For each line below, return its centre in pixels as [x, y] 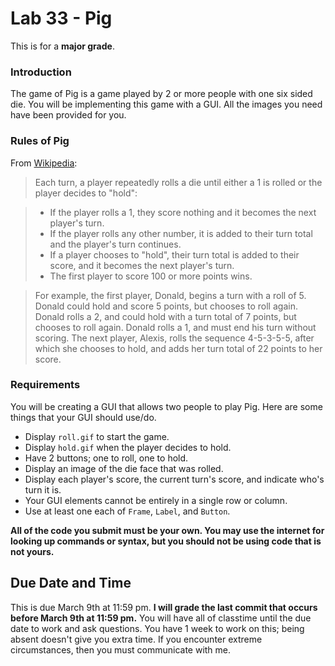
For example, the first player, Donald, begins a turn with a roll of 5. [170, 295]
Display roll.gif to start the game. [97, 436]
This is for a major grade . [62, 46]
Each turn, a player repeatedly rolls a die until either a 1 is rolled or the [178, 182]
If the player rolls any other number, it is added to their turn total [181, 233]
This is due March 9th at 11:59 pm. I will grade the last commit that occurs [164, 607]
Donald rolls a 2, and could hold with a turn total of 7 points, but [165, 316]
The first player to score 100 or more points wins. [151, 276]
